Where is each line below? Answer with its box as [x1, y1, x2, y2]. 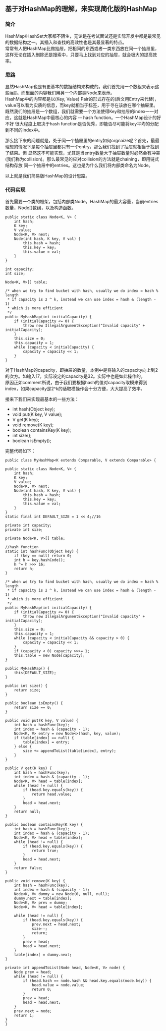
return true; [31, 848, 58, 854]
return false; [14, 865, 43, 871]
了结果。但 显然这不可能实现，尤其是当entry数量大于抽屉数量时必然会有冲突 [5, 150, 161, 156]
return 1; [14, 1013, 35, 1018]
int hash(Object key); [12, 406, 55, 412]
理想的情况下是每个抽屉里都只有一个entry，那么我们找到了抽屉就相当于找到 [5, 143, 160, 150]
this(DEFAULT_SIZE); [14, 671, 56, 676]
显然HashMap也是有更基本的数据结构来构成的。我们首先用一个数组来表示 [5, 83, 155, 89]
